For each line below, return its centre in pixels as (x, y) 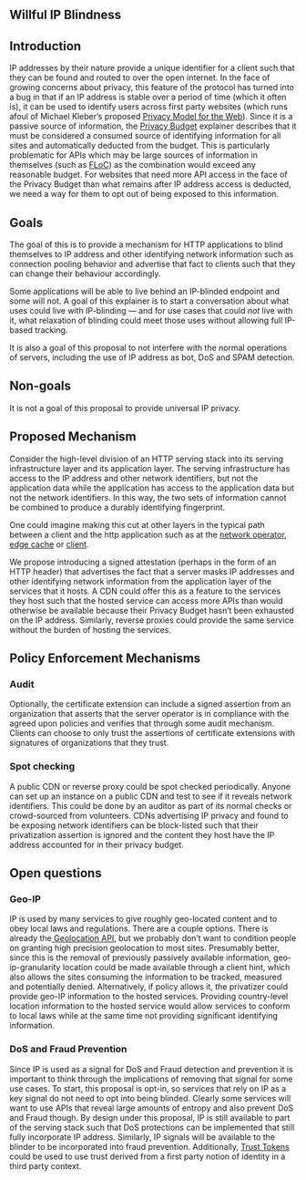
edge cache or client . (49, 544)
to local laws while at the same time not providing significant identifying (143, 1016)
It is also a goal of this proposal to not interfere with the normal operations (148, 348)
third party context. (46, 1165)
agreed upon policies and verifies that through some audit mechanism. (142, 723)
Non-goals (40, 386)
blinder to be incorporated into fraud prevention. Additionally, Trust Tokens (149, 1146)
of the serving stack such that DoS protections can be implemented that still (152, 1127)
